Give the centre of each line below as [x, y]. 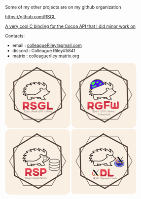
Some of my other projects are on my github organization [63, 7]
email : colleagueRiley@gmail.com [47, 45]
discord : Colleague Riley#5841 [44, 51]
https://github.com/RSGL [30, 17]
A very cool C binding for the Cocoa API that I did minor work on [70, 26]
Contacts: [15, 36]
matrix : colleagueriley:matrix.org [46, 56]
